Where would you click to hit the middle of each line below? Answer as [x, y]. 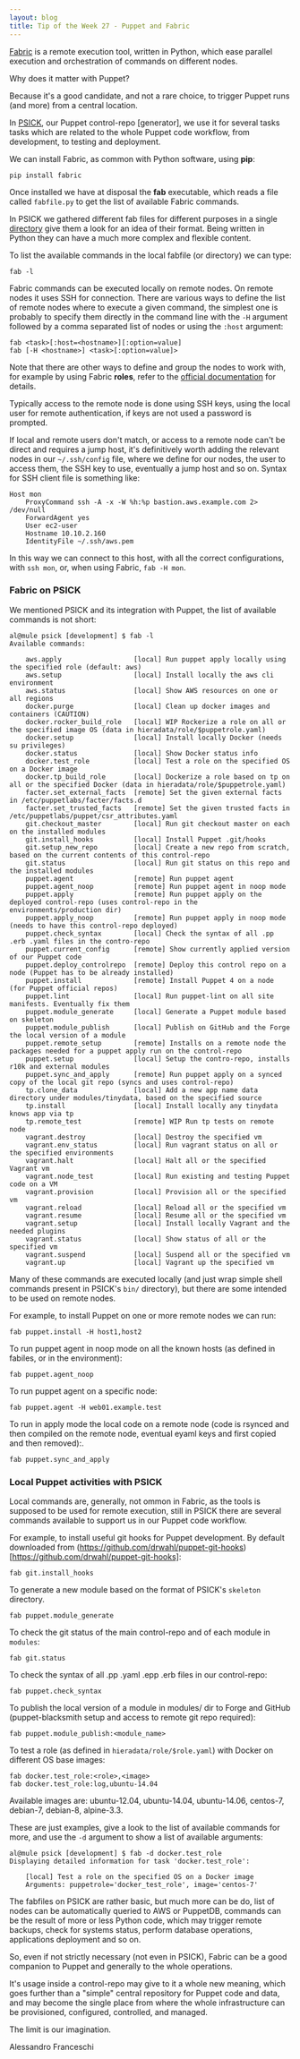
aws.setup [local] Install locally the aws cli [150, 675]
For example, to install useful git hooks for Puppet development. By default [147, 1538]
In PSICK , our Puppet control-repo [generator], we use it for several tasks [145, 123]
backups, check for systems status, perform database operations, [131, 1930]
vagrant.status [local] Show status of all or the [146, 1239]
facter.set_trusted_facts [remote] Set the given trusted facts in [158, 808]
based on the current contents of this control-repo [110, 855]
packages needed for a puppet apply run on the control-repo [126, 1051]
